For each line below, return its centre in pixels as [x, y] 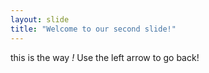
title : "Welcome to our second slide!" [93, 29]
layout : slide [40, 19]
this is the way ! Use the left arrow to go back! [105, 57]
